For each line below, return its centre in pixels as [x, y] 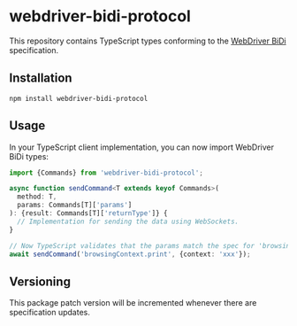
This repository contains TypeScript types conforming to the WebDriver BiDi [148, 41]
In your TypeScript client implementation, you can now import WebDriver [141, 147]
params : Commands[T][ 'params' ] [75, 206]
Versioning [40, 281]
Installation [41, 78]
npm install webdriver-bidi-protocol [79, 98]
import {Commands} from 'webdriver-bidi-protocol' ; [106, 173]
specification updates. [49, 313]
